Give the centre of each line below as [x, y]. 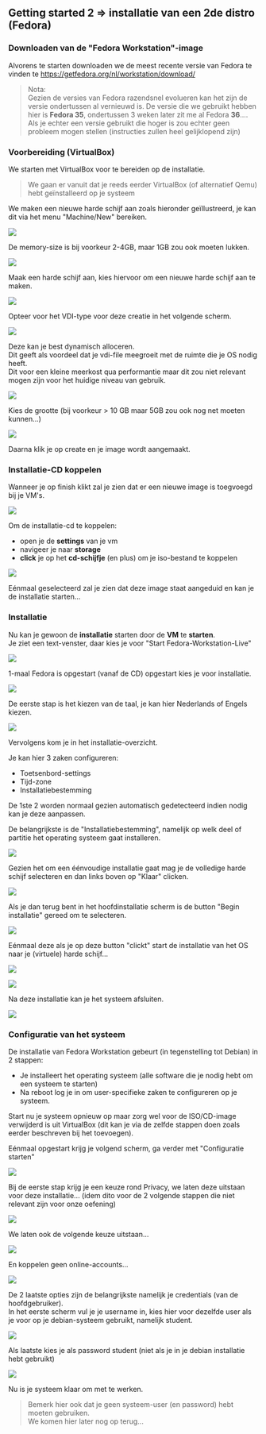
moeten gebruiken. [58, 1413]
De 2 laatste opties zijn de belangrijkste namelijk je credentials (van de [123, 1294]
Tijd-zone [35, 781]
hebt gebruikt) [32, 1359]
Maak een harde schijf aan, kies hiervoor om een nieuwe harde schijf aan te [132, 277]
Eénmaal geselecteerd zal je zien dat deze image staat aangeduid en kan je [131, 588]
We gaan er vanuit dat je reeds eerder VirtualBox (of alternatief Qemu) [143, 184]
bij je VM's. [27, 495]
